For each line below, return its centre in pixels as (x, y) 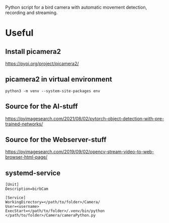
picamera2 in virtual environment (59, 79)
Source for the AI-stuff (42, 106)
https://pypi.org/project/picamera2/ (42, 63)
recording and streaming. (32, 13)
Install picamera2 (33, 52)
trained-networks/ (24, 124)
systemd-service (33, 173)
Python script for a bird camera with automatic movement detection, (76, 7)
